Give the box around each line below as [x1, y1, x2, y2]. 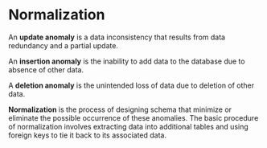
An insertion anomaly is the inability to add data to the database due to [8, 56, 245, 66]
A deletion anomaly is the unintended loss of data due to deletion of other [8, 80, 255, 90]
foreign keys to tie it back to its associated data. [8, 130, 167, 140]
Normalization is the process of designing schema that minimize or [8, 105, 232, 114]
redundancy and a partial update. [8, 40, 119, 50]
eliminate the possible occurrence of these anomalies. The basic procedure [8, 113, 259, 122]
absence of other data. [8, 64, 84, 74]
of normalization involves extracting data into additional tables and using [8, 121, 249, 131]
